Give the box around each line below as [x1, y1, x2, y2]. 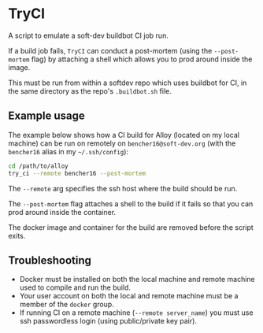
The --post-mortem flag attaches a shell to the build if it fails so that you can [8, 198, 254, 209]
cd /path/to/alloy [8, 162, 69, 170]
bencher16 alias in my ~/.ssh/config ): [8, 146, 128, 156]
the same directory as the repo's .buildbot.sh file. [8, 86, 172, 95]
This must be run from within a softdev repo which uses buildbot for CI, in [8, 78, 247, 87]
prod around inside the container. [8, 207, 117, 216]
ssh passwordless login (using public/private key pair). [19, 316, 197, 326]
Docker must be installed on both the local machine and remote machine [19, 275, 256, 284]
